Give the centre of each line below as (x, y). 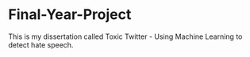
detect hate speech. (41, 44)
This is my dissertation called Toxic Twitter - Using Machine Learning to (125, 36)
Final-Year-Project (70, 15)
